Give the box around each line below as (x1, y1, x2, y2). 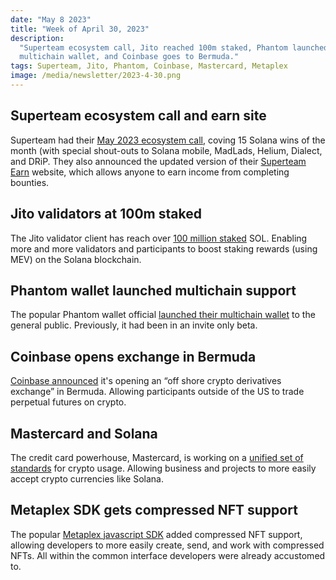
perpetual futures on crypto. (10, 396, 127, 408)
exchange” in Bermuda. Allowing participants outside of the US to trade (10, 386, 305, 398)
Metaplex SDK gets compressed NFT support (10, 502, 298, 519)
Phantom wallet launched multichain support (10, 282, 297, 299)
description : (10, 33, 65, 43)
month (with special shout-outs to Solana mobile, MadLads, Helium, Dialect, (10, 144, 323, 156)
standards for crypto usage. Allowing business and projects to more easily (10, 462, 317, 474)
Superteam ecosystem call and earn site (10, 107, 267, 125)
